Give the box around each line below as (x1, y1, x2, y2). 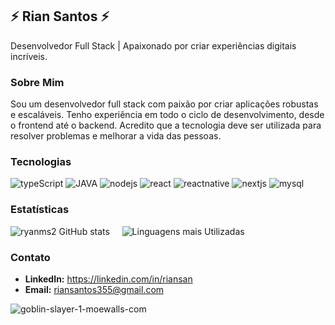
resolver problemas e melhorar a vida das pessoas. (10, 130, 222, 142)
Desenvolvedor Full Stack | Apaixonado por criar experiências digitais (10, 39, 297, 52)
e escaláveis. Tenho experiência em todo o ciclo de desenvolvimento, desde (10, 109, 325, 121)
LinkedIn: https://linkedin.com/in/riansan (24, 273, 193, 285)
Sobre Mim (10, 75, 65, 89)
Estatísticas (10, 203, 70, 217)
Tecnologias (10, 155, 72, 169)
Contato (10, 250, 51, 264)
